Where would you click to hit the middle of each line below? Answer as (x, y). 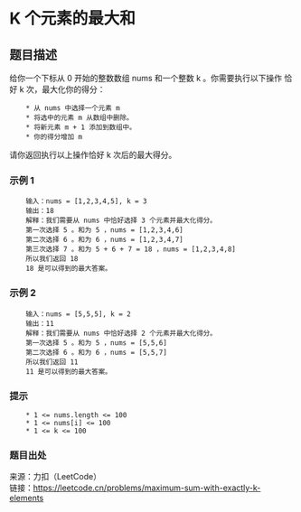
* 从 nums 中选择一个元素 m (73, 108)
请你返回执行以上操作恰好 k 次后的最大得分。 (93, 155)
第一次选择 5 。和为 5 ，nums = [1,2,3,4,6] (104, 230)
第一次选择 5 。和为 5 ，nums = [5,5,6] (96, 343)
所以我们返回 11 (52, 362)
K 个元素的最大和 (72, 19)
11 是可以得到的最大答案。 (69, 371)
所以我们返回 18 (52, 259)
